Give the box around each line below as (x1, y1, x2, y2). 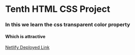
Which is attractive (5, 33, 46, 39)
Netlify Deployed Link (5, 45, 50, 51)
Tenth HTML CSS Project (5, 3, 110, 15)
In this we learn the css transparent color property (5, 21, 130, 28)
